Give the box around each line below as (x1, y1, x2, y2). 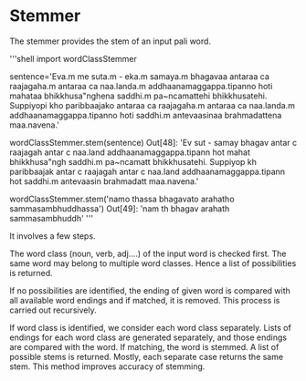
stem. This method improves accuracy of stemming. (9, 361, 206, 372)
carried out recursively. (9, 304, 98, 315)
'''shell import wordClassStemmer (9, 53, 137, 64)
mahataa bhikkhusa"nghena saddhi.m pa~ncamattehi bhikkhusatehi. (9, 90, 268, 101)
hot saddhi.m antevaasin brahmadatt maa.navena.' (9, 175, 199, 187)
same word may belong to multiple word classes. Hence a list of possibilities (9, 257, 297, 269)
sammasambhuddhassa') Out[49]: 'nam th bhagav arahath (9, 202, 230, 214)
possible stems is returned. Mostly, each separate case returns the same (9, 351, 284, 362)
